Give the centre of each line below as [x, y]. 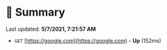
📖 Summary [35, 12]
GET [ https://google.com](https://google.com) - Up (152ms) [88, 40]
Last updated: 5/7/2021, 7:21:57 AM [51, 29]
